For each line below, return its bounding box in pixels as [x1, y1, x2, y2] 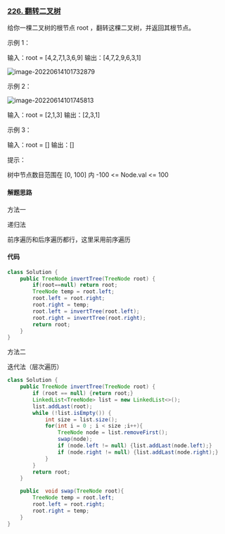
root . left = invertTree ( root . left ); [32, 308, 140, 315]
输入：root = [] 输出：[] [7, 141, 75, 149]
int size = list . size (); [44, 416, 118, 423]
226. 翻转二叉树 [7, 6, 61, 15]
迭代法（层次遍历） [7, 363, 63, 371]
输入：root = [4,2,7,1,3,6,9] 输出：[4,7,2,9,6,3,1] [7, 54, 141, 62]
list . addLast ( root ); [32, 403, 93, 410]
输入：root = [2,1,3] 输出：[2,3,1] [7, 111, 101, 119]
